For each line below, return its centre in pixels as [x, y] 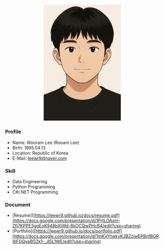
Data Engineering [30, 181]
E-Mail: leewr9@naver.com [39, 158]
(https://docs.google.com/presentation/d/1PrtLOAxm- [66, 221]
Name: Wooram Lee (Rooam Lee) [46, 142]
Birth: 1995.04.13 [29, 148]
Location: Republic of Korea [40, 153]
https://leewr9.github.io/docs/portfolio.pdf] [79, 231]
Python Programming [34, 187]
